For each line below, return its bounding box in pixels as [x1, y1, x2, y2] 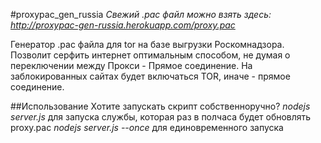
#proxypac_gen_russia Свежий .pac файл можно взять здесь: [10, 9, 272, 20]
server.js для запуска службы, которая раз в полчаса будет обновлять [10, 111, 312, 123]
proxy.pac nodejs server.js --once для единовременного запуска [10, 122, 284, 133]
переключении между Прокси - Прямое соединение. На [10, 60, 253, 71]
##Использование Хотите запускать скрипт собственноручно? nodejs [10, 100, 311, 112]
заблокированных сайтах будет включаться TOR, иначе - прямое [10, 70, 291, 82]
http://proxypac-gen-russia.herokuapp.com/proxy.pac [10, 19, 236, 31]
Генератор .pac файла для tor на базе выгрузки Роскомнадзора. [10, 39, 285, 50]
